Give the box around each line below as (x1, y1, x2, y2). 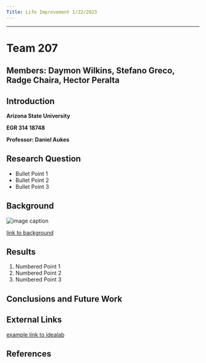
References (6, 349, 51, 359)
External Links (6, 315, 63, 325)
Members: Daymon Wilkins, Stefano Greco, (6, 66, 175, 76)
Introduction (6, 96, 55, 106)
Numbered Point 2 (15, 269, 62, 277)
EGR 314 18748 (6, 124, 45, 132)
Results (6, 246, 36, 258)
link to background (6, 229, 54, 236)
